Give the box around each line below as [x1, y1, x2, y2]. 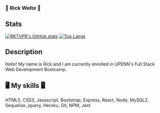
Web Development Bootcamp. [5, 66, 67, 72]
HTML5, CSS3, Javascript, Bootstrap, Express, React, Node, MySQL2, [5, 97, 149, 103]
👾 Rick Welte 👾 [5, 4, 41, 11]
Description [5, 47, 42, 56]
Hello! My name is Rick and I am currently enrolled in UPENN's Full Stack [5, 61, 155, 67]
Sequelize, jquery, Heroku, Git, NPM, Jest [5, 102, 91, 108]
